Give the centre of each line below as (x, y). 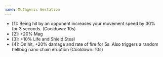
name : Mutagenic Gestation (32, 9)
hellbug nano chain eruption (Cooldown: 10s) (57, 49)
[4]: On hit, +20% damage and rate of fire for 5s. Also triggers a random (85, 44)
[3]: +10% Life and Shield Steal (43, 39)
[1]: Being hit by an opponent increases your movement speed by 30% (83, 23)
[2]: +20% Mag (27, 34)
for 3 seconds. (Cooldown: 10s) (44, 28)
